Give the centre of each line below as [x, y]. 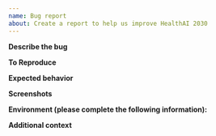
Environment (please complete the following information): [108, 109]
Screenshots [30, 93]
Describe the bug [38, 46]
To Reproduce [32, 62]
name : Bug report [38, 16]
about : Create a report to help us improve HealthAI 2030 [108, 23]
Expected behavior [41, 78]
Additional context [40, 125]
